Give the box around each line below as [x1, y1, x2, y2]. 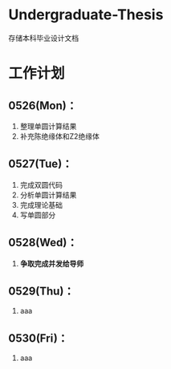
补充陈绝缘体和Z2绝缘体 [19, 131, 100, 141]
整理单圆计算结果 [19, 121, 77, 131]
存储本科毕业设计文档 [8, 33, 79, 43]
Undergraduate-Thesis [8, 6, 164, 24]
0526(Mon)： [8, 99, 78, 112]
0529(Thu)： [8, 284, 75, 298]
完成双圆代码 [19, 180, 63, 189]
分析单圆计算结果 [19, 190, 77, 200]
